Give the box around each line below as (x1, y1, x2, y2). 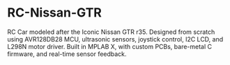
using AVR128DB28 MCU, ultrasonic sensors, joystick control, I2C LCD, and (7, 35, 224, 43)
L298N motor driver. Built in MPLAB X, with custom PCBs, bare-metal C (7, 42, 213, 50)
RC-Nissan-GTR (7, 5, 102, 21)
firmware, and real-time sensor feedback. (7, 50, 127, 58)
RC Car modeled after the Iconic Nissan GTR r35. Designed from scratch (7, 28, 215, 36)
